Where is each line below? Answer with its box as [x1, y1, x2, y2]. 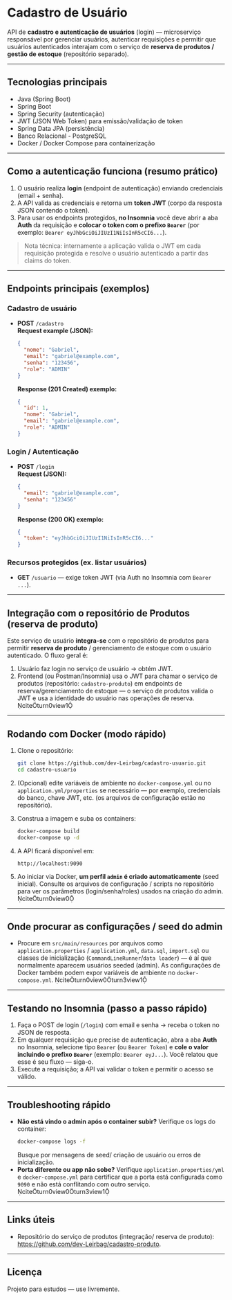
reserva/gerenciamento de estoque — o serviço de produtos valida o [17, 687, 214, 695]
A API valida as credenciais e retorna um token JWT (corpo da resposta [17, 199, 222, 207]
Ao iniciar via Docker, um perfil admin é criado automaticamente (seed [17, 872, 219, 880]
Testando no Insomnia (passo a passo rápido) [7, 1002, 208, 1014]
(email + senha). [17, 191, 64, 199]
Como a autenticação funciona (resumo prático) [7, 166, 218, 177]
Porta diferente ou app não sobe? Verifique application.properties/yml [17, 1165, 224, 1173]
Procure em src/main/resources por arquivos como [17, 939, 164, 947]
